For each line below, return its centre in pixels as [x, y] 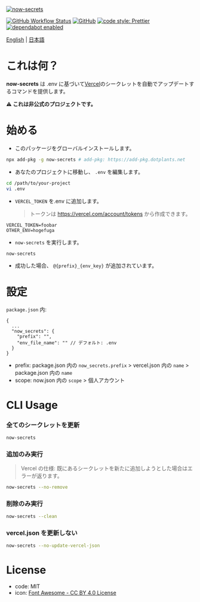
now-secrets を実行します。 [48, 242]
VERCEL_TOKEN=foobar [32, 225]
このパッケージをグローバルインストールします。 [75, 148]
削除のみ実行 [25, 504]
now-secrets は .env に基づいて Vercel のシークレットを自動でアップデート [98, 83]
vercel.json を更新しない [42, 533]
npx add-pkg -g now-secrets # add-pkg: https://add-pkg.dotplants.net [96, 159]
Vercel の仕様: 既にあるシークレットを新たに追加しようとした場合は [104, 468]
